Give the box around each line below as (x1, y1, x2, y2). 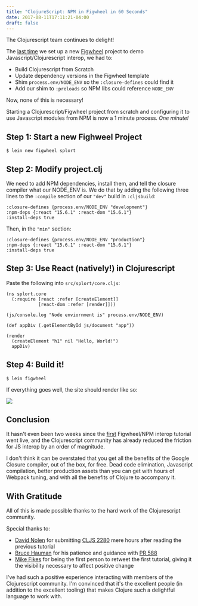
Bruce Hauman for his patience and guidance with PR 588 (14, 549, 157, 557)
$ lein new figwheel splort (6, 148, 76, 154)
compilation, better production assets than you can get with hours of (6, 468, 175, 475)
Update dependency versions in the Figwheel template (14, 72, 150, 80)
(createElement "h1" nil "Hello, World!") (11, 338, 119, 344)
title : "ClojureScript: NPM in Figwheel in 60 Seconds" (6, 8, 148, 15)
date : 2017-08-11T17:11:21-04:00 (6, 14, 89, 20)
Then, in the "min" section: (6, 225, 72, 232)
